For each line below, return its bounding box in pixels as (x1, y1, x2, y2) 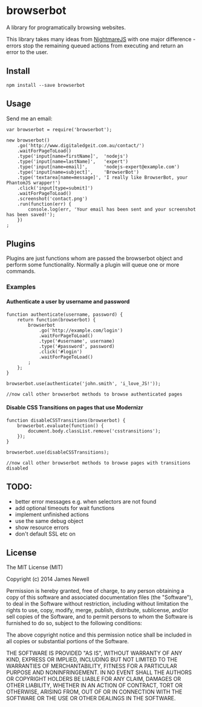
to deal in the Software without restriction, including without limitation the (6, 600, 189, 607)
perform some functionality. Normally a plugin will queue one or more (6, 261, 180, 268)
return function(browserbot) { (17, 316, 96, 323)
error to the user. (6, 48, 48, 55)
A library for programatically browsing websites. (6, 24, 126, 31)
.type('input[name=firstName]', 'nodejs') (17, 153, 129, 159)
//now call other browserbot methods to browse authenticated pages (6, 391, 183, 397)
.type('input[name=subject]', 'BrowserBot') (17, 169, 139, 175)
